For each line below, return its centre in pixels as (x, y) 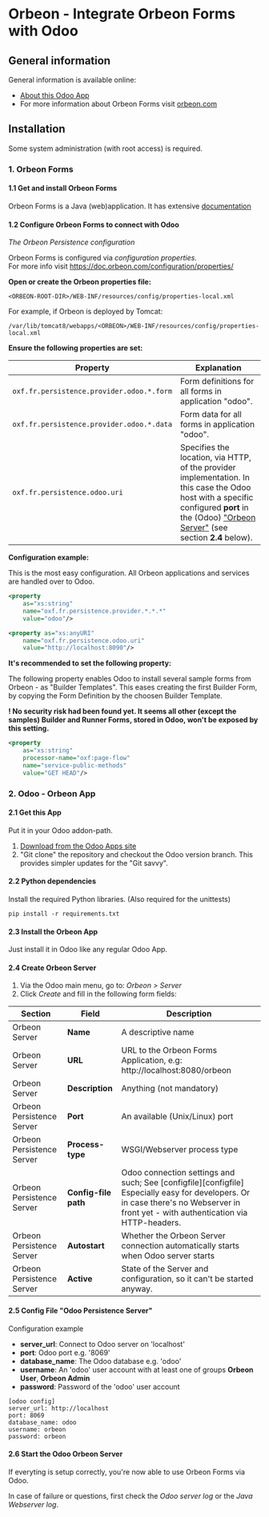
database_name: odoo (43, 1422)
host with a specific (217, 498)
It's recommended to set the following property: (90, 663)
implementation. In (215, 478)
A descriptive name (158, 1033)
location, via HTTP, (216, 458)
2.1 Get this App (35, 813)
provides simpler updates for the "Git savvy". (94, 863)
